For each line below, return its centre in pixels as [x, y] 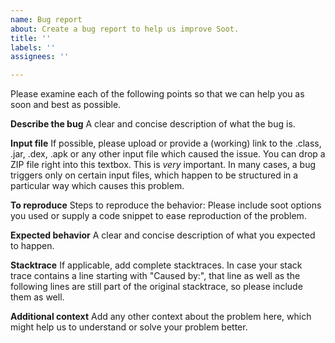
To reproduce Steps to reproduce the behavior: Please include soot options [166, 205]
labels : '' [33, 47]
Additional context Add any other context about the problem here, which [161, 317]
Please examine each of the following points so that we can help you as [157, 94]
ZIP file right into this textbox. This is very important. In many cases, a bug [163, 165]
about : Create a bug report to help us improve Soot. [125, 29]
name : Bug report [46, 19]
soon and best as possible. [66, 105]
